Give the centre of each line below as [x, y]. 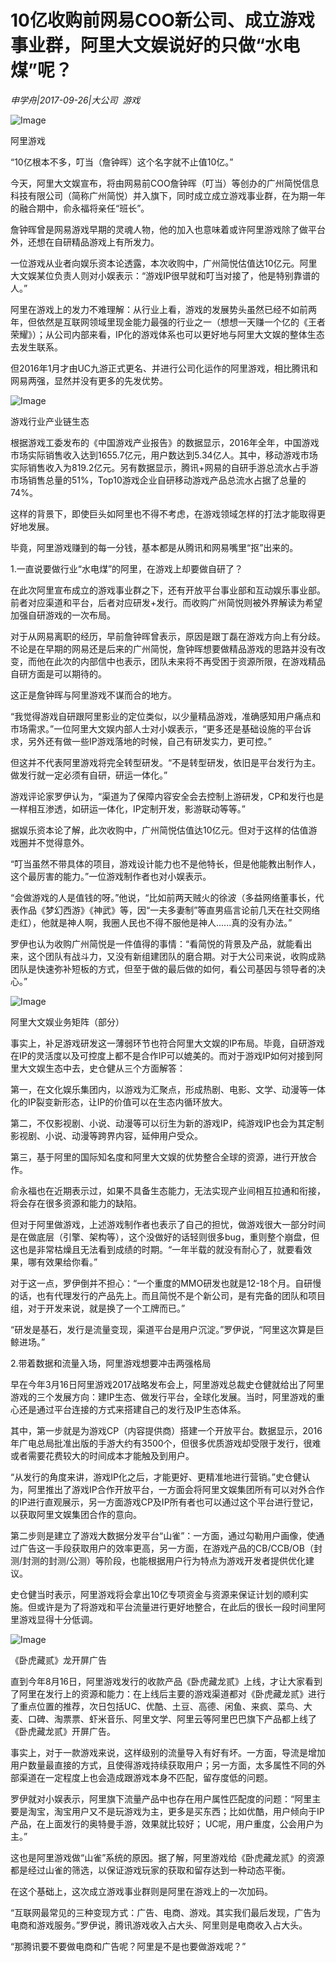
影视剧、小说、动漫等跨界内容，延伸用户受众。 [106, 1135]
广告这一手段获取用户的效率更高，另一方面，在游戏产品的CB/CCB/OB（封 [170, 1548]
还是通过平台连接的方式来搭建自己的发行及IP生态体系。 [132, 1409]
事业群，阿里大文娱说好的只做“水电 [155, 45]
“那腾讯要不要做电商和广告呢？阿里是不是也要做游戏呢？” [128, 1946]
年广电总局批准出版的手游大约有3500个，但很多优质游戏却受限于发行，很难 [166, 1443]
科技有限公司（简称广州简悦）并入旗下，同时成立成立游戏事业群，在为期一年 [168, 195]
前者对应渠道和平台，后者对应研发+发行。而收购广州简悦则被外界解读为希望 [166, 602]
